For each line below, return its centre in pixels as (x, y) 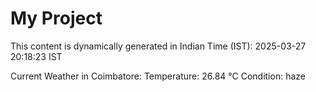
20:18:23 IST (36, 56)
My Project (56, 18)
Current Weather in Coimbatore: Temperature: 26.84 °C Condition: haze (158, 76)
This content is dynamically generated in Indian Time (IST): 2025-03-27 (158, 46)
